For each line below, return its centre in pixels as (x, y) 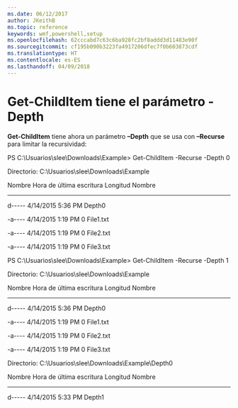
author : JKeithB (31, 21)
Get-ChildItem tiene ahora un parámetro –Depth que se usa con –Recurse (116, 136)
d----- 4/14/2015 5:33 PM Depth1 (56, 397)
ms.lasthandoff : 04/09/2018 (49, 67)
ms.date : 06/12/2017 (38, 14)
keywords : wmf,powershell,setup (55, 34)
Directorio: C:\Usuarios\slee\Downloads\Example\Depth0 (90, 363)
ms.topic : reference (38, 27)
